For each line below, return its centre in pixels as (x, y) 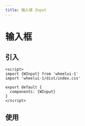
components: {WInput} (33, 92)
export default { (24, 87)
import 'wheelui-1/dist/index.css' (43, 78)
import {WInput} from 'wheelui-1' (42, 74)
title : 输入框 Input (26, 10)
